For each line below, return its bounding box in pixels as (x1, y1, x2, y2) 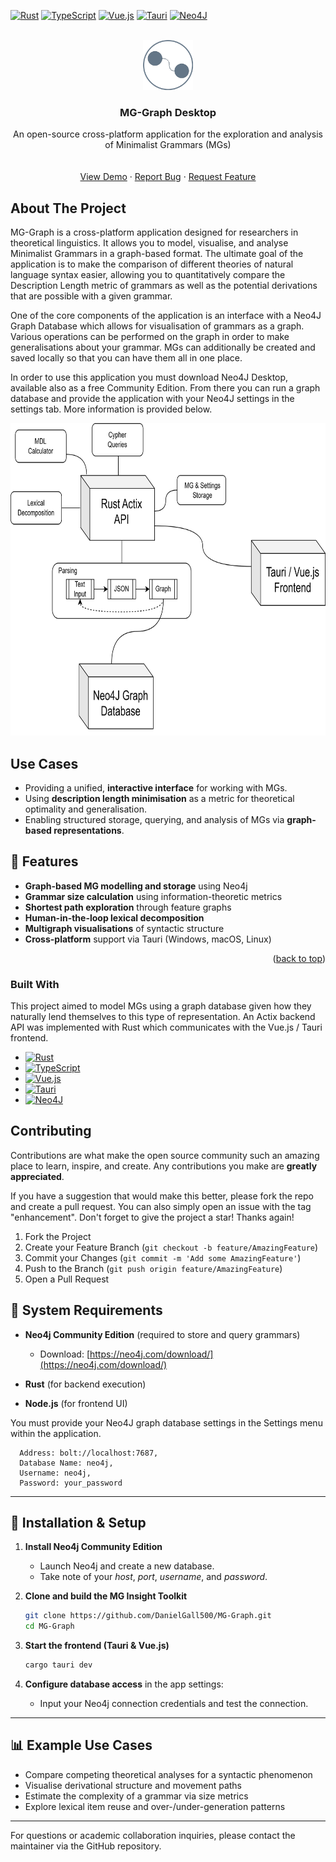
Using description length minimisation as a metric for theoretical (24, 792, 295, 804)
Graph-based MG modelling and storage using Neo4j (24, 880, 248, 892)
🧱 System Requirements (10, 1302, 163, 1319)
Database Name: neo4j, (19, 1458, 114, 1468)
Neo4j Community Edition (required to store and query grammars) (24, 1328, 301, 1340)
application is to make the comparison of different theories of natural (10, 258, 294, 270)
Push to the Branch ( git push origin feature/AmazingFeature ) (24, 1262, 283, 1274)
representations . (53, 824, 125, 836)
